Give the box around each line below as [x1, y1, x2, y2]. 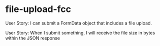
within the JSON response [5, 35, 60, 41]
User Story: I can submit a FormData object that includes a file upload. [5, 20, 152, 26]
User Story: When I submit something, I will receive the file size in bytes [5, 29, 155, 35]
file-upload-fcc [5, 3, 71, 15]
